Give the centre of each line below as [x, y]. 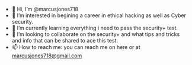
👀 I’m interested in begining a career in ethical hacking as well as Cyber [99, 15]
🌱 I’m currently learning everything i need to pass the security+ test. [95, 28]
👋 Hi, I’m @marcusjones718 [45, 9]
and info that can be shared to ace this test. [65, 40]
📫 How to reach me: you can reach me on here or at [76, 47]
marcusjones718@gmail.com [47, 56]
